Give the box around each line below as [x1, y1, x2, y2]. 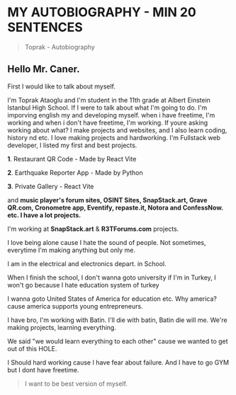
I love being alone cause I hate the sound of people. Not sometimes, [7, 238, 207, 246]
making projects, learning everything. [7, 323, 117, 331]
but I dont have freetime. [7, 365, 79, 374]
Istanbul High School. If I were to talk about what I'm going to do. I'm [7, 103, 208, 112]
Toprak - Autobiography [24, 42, 96, 51]
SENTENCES [7, 19, 83, 35]
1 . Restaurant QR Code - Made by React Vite [7, 154, 137, 163]
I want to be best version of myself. [24, 379, 128, 388]
